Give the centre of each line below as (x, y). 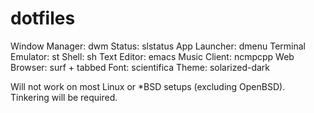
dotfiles (43, 18)
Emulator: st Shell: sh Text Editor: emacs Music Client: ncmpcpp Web (152, 56)
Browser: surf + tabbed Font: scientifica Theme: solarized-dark (140, 67)
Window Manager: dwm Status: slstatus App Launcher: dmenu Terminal (158, 46)
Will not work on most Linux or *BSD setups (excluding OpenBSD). (148, 86)
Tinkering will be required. (64, 97)
